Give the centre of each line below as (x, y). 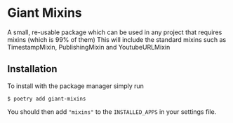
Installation (32, 69)
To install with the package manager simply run (75, 86)
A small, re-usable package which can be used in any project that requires (115, 32)
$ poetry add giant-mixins (47, 99)
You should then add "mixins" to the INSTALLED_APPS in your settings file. (112, 111)
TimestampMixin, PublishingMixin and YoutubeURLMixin (89, 47)
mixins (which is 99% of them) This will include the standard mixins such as (117, 39)
